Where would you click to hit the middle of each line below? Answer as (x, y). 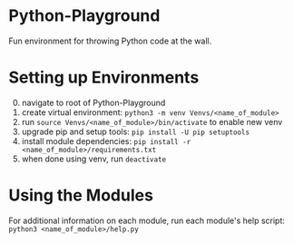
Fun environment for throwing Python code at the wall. (110, 41)
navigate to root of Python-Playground (93, 102)
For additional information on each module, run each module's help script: (147, 220)
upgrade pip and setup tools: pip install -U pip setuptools (136, 131)
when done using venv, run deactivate (94, 159)
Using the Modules (81, 195)
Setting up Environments (104, 78)
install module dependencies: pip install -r (106, 141)
